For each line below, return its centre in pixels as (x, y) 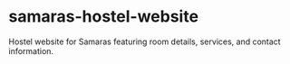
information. (31, 50)
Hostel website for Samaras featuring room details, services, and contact (145, 41)
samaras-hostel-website (104, 17)
